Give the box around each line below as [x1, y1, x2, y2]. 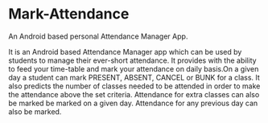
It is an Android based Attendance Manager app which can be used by [8, 47, 242, 56]
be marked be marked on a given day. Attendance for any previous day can [8, 98, 258, 108]
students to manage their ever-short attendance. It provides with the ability [8, 55, 257, 65]
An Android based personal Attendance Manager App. [8, 31, 188, 41]
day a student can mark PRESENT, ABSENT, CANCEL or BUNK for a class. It [8, 72, 260, 82]
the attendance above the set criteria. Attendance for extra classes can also [8, 89, 260, 99]
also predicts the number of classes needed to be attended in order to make [8, 81, 261, 91]
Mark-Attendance [8, 5, 130, 23]
